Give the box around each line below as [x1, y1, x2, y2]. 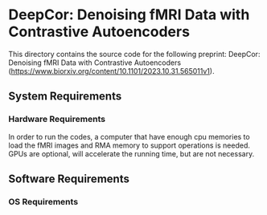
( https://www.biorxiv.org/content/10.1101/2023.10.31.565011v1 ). [8, 66, 215, 75]
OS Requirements [8, 196, 79, 207]
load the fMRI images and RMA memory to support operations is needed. [8, 140, 251, 150]
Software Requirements [8, 172, 130, 186]
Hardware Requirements [8, 114, 106, 125]
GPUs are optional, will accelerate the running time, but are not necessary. [8, 148, 255, 158]
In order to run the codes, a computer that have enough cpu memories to [8, 132, 251, 141]
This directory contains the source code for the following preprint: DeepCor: [8, 49, 261, 59]
